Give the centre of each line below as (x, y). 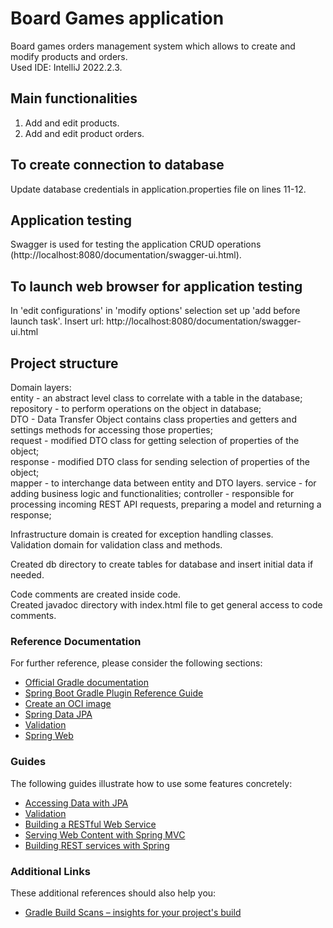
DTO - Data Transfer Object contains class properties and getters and (153, 419)
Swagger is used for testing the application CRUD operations (136, 244)
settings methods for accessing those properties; (111, 430)
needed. (27, 575)
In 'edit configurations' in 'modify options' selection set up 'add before (155, 311)
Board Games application (117, 18)
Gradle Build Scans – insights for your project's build (133, 912)
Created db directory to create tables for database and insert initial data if (162, 564)
